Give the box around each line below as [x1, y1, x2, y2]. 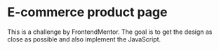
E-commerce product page [7, 4, 168, 20]
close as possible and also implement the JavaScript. [7, 35, 161, 43]
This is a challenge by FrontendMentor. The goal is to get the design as [7, 27, 213, 36]
